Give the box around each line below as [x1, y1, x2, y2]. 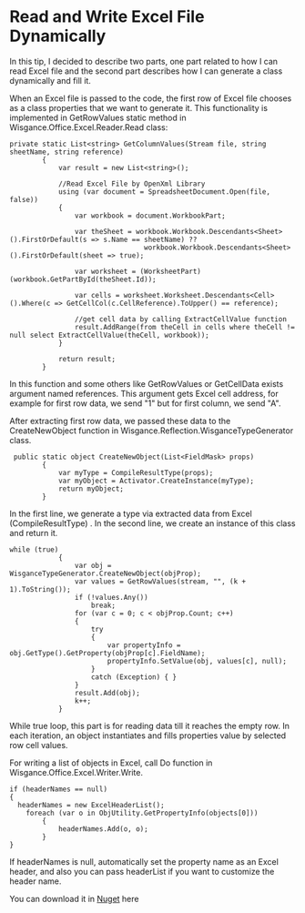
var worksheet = [74, 267, 137, 276]
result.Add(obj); [74, 688, 141, 697]
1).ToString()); [9, 584, 71, 593]
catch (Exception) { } [90, 672, 178, 682]
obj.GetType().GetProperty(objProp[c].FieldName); [9, 648, 206, 657]
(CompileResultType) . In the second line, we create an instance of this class [9, 517, 296, 529]
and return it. [9, 527, 58, 538]
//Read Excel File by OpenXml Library [57, 179, 206, 188]
